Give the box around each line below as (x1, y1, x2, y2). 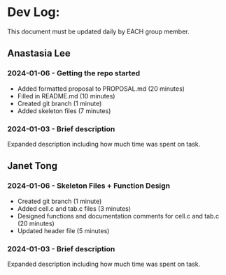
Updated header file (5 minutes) (17, 226, 110, 235)
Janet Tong (7, 160, 58, 172)
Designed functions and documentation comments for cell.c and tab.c (17, 211, 219, 220)
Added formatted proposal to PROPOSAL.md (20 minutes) (17, 84, 185, 93)
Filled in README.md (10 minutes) (17, 91, 115, 100)
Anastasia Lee (7, 47, 71, 59)
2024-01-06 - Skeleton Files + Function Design (7, 181, 171, 191)
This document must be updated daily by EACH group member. (7, 27, 190, 36)
